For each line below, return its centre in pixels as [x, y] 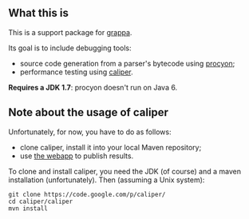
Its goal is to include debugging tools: [70, 48]
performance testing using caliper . [76, 72]
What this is [39, 13]
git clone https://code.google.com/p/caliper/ [87, 194]
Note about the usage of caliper [89, 112]
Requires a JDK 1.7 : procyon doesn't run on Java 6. [93, 87]
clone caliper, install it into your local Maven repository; [111, 147]
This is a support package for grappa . [70, 32]
